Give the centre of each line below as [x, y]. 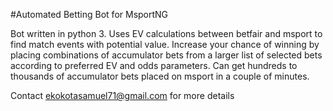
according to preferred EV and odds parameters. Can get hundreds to [154, 65]
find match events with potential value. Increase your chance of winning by [165, 44]
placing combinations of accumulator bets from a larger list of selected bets [166, 55]
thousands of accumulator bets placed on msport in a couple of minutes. [160, 76]
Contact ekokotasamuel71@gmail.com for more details [122, 95]
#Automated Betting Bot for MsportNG [89, 14]
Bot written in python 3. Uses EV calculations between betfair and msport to [166, 33]
